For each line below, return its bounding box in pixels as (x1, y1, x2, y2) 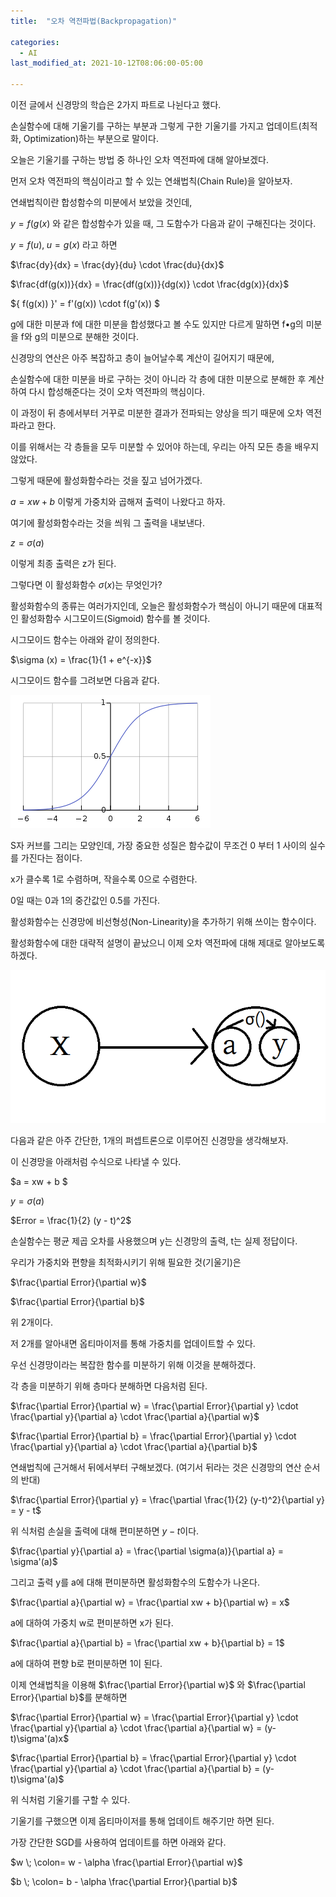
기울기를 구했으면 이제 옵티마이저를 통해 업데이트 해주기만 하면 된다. (10, 1815, 275, 1827)
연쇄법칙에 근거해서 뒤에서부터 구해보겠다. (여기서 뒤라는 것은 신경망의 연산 (10, 1461, 302, 1473)
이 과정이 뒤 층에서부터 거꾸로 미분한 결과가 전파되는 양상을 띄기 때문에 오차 (10, 407, 304, 419)
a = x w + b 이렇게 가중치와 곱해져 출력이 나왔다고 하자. (10, 496, 226, 507)
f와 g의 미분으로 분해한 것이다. (20, 331, 139, 342)
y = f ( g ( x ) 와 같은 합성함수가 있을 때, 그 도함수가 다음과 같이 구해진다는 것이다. (10, 218, 317, 229)
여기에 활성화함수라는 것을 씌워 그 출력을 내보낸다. (10, 517, 206, 529)
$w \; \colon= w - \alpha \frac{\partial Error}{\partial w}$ (10, 1856, 243, 1868)
